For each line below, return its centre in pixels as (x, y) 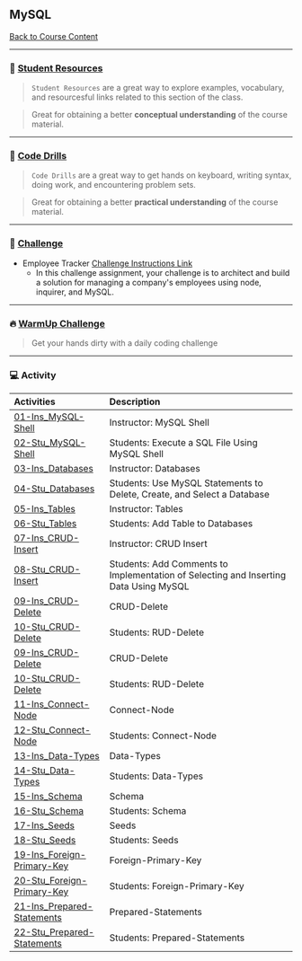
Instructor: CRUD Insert (159, 544)
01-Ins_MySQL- (49, 417)
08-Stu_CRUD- (47, 569)
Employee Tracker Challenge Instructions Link (107, 263)
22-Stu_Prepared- (54, 932)
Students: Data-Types (156, 776)
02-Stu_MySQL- (50, 443)
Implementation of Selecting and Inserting (197, 576)
